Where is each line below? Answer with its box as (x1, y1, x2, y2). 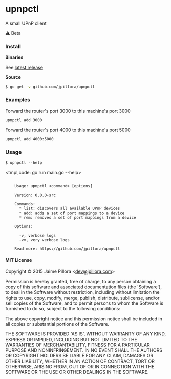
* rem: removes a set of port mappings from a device (18, 215, 137, 220)
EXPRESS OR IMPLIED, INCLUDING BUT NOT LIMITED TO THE (5, 336, 137, 342)
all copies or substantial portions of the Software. (5, 321, 109, 327)
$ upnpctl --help (5, 160, 42, 165)
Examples (5, 96, 31, 103)
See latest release (5, 65, 44, 71)
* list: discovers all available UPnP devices (18, 206, 120, 211)
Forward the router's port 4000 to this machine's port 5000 (5, 127, 131, 133)
